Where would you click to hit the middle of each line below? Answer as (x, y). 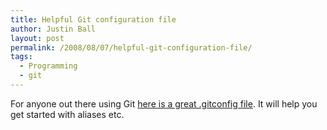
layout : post (37, 38)
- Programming (48, 66)
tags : (21, 57)
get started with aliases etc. (67, 114)
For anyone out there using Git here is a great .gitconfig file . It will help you (164, 103)
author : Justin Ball (53, 29)
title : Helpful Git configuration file (93, 19)
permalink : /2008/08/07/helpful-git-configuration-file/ (131, 47)
